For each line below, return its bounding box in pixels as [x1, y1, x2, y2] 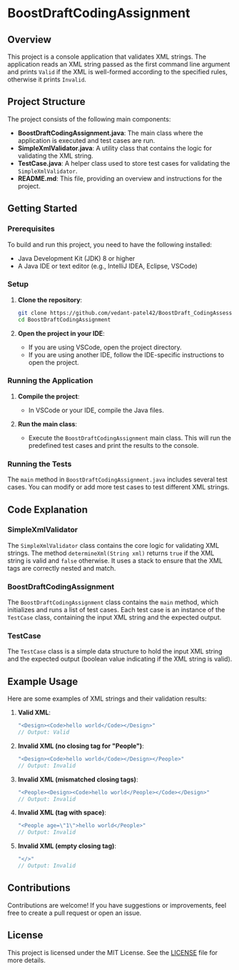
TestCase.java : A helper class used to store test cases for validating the [17, 159, 230, 167]
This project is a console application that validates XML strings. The [7, 52, 207, 61]
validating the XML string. [17, 151, 94, 160]
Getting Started [7, 202, 78, 215]
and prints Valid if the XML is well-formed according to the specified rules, [7, 68, 228, 76]
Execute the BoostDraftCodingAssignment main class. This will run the [28, 434, 232, 442]
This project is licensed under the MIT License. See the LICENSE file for [7, 948, 218, 956]
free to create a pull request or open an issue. [7, 909, 142, 917]
